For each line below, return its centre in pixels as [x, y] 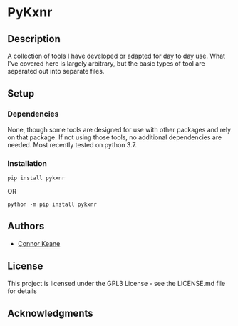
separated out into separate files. [56, 71]
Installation [27, 163]
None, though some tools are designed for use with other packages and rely [119, 129]
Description [34, 39]
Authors [26, 226]
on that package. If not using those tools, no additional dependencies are [115, 137]
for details [22, 291]
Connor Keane [39, 243]
